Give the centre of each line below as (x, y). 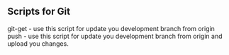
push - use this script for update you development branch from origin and (115, 36)
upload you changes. (38, 43)
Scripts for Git (39, 12)
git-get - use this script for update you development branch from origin (111, 28)
